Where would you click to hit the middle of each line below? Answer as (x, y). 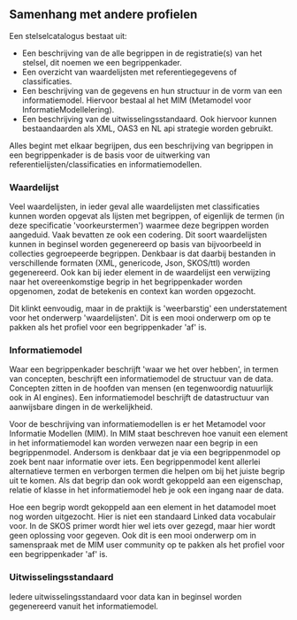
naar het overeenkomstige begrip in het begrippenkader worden (126, 282)
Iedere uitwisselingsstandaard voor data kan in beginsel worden (126, 596)
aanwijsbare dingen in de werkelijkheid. (81, 407)
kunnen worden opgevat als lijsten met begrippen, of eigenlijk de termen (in (147, 216)
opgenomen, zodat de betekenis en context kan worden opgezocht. (133, 291)
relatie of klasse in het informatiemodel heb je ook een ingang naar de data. (147, 490)
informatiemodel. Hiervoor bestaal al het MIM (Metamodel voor (137, 100)
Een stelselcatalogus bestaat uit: (68, 35)
